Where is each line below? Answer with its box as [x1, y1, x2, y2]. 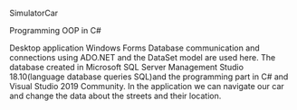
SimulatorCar [9, 8, 59, 18]
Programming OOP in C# [9, 25, 101, 35]
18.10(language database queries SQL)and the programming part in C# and [9, 71, 289, 82]
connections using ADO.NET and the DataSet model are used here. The [9, 52, 276, 62]
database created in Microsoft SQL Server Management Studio [9, 62, 244, 72]
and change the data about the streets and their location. [9, 90, 222, 101]
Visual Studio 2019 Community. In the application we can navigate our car [9, 81, 285, 91]
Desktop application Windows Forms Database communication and [9, 42, 260, 53]
